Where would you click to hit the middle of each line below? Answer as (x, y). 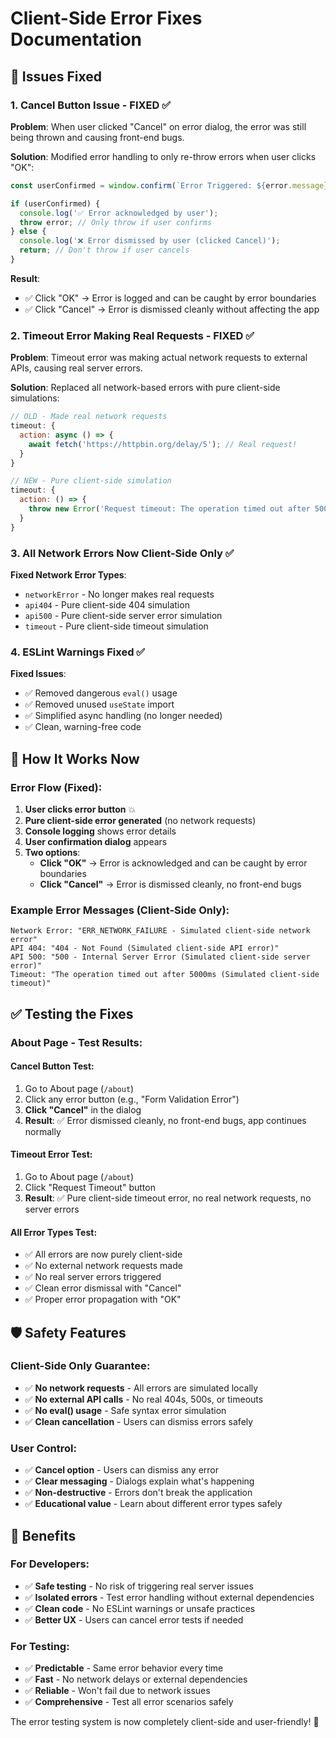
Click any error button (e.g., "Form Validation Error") (132, 1099)
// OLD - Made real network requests (89, 417)
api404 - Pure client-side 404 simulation (107, 604)
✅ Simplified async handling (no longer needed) (123, 716)
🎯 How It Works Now (75, 758)
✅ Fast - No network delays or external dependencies (136, 1679)
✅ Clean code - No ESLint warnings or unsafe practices (140, 1608)
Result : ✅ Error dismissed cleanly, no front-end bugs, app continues (165, 1120)
